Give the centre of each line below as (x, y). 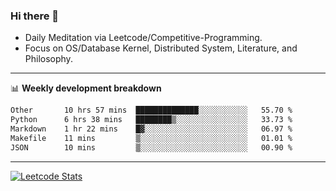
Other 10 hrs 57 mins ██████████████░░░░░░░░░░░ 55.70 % (151, 110)
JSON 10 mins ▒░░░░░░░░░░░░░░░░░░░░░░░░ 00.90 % (151, 147)
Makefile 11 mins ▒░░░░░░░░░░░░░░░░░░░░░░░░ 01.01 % (151, 138)
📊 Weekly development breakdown (86, 88)
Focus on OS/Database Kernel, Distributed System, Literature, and (161, 48)
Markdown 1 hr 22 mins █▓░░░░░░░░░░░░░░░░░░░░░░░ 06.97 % (151, 129)
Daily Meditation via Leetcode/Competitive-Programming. (143, 38)
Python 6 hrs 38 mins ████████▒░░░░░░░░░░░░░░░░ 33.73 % (151, 120)
